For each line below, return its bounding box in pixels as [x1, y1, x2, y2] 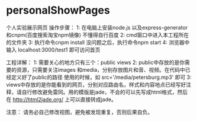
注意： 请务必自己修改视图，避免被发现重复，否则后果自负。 [6, 108, 153, 116]
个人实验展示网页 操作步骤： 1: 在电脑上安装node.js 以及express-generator [6, 24, 188, 31]
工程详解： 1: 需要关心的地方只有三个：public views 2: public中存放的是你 [6, 59, 185, 66]
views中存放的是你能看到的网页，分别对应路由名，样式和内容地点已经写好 [6, 81, 186, 88]
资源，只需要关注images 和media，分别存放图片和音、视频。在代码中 [16, 66, 185, 73]
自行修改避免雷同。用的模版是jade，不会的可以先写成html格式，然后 [21, 88, 188, 95]
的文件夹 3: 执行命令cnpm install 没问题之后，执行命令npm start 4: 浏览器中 [6, 39, 190, 46]
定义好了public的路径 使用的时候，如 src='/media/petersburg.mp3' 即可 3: [11, 74, 192, 81]
